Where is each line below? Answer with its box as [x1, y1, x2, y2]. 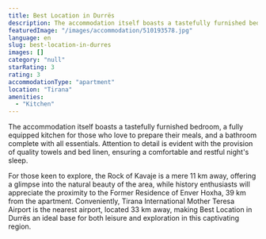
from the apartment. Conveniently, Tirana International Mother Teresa [8, 196, 235, 206]
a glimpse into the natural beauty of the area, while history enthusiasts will [8, 179, 251, 189]
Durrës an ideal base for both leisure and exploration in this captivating [8, 214, 240, 223]
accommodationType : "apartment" [8, 78, 115, 86]
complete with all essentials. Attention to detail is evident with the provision [8, 139, 253, 148]
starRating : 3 [8, 64, 55, 71]
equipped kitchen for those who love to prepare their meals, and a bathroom [8, 130, 257, 140]
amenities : [8, 93, 44, 101]
